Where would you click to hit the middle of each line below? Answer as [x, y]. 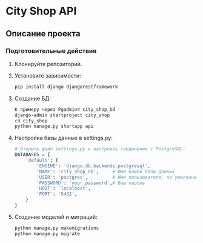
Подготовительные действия [51, 51]
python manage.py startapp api [54, 126]
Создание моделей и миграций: [56, 217]
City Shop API [41, 11]
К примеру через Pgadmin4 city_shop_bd [65, 109]
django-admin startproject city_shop [62, 115]
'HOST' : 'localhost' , [64, 188]
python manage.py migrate [47, 234]
